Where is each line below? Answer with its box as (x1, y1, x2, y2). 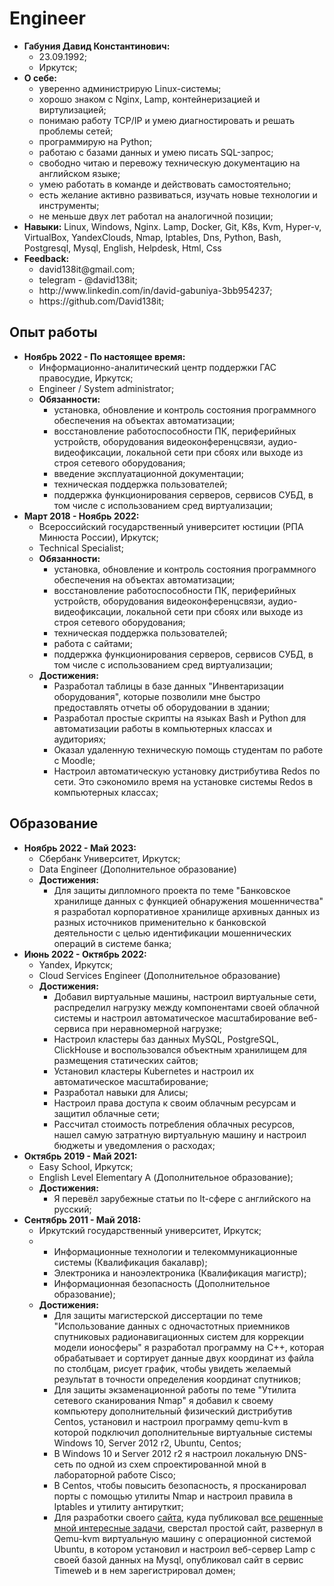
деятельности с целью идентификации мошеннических (53, 927, 292, 939)
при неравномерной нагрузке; (92, 1022, 223, 1034)
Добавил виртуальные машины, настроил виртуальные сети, (53, 990, 317, 1002)
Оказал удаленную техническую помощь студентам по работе (53, 743, 324, 756)
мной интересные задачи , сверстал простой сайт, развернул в (53, 1522, 324, 1534)
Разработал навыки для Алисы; (53, 1086, 189, 1098)
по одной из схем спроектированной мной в (75, 1458, 267, 1470)
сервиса (53, 1022, 91, 1034)
